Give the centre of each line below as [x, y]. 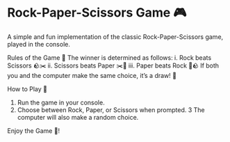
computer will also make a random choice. [78, 117]
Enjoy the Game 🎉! [34, 131]
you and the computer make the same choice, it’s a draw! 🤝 [92, 75]
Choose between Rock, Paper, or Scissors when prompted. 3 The [111, 110]
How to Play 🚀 [27, 89]
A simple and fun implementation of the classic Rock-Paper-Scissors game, [115, 37]
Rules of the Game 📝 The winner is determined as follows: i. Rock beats [109, 57]
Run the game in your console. [61, 102]
